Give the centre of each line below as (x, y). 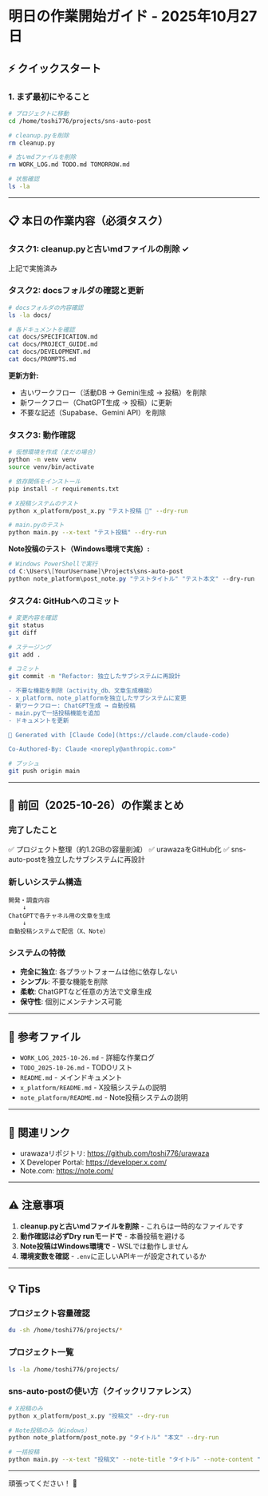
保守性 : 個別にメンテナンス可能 (71, 1002)
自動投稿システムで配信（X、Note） (59, 931)
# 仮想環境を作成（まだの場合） (53, 452)
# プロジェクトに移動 (39, 113)
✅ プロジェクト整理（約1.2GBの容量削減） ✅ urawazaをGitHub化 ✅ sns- (127, 849)
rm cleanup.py (32, 143)
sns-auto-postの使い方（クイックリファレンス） (102, 1391)
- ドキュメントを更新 (39, 720)
